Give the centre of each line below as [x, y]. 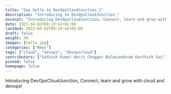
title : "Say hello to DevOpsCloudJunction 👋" [54, 10]
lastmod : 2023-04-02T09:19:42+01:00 [44, 29]
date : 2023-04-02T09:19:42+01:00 [41, 24]
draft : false [19, 33]
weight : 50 [17, 38]
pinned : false [20, 62]
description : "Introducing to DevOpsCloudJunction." [62, 15]
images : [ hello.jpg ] [27, 43]
